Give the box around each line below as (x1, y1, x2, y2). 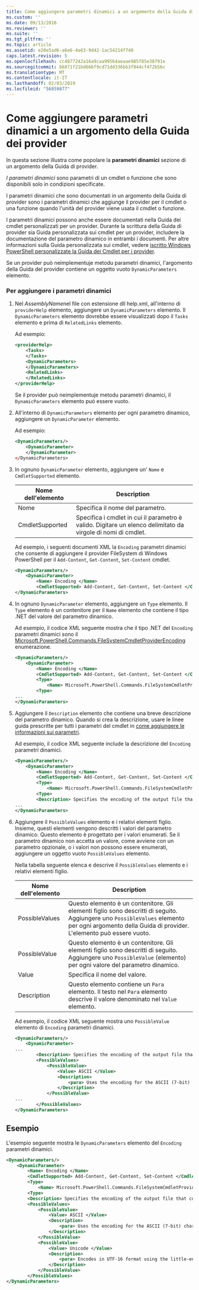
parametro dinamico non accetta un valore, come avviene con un (14, 837, 174, 844)
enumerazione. (14, 643, 52, 650)
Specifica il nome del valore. (68, 970, 147, 978)
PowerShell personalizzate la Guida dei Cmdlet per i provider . (6, 248, 156, 255)
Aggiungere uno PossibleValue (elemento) (68, 953, 187, 962)
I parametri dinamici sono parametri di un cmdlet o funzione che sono (6, 174, 176, 181)
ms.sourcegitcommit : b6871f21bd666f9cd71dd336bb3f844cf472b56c (6, 64, 166, 70)
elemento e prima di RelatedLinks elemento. (14, 319, 123, 327)
